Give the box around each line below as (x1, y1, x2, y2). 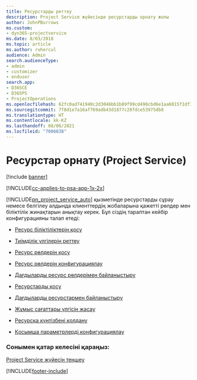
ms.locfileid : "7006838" (6, 128, 67, 135)
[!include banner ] (6, 173, 48, 180)
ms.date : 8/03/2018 (6, 36, 54, 42)
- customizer (6, 69, 38, 74)
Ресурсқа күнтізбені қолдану (14, 317, 88, 324)
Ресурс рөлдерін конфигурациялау (14, 260, 103, 267)
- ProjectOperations (6, 96, 57, 101)
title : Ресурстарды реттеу (6, 8, 72, 15)
